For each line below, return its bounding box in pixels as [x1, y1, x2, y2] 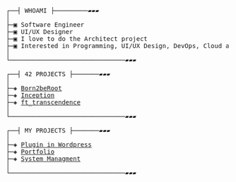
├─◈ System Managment [6, 155, 81, 162]
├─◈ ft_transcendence [6, 99, 81, 106]
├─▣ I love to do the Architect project [6, 35, 148, 42]
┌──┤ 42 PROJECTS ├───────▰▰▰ [6, 71, 111, 78]
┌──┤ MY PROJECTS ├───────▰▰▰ [6, 127, 111, 134]
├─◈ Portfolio [6, 148, 55, 155]
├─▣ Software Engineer [6, 21, 85, 28]
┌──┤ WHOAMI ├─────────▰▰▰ [6, 7, 100, 14]
